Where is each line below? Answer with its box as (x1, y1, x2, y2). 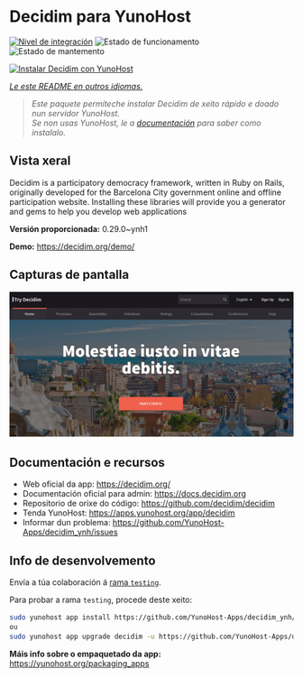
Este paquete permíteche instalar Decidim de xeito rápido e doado (31, 98, 280, 109)
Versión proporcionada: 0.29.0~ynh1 (9, 223, 149, 234)
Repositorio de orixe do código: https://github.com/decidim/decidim (22, 498, 275, 509)
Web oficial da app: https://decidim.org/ (22, 478, 171, 489)
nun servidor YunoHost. (31, 107, 120, 118)
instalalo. (31, 126, 66, 137)
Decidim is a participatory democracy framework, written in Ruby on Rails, (9, 177, 285, 188)
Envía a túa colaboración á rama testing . (9, 577, 161, 588)
